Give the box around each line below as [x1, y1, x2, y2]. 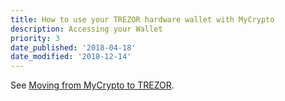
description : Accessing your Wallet [10, 24, 163, 34]
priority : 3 [10, 33, 60, 43]
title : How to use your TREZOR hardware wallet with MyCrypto [10, 14, 275, 25]
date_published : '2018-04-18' [10, 42, 137, 53]
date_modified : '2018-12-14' [10, 52, 132, 62]
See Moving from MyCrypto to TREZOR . [10, 79, 175, 91]
